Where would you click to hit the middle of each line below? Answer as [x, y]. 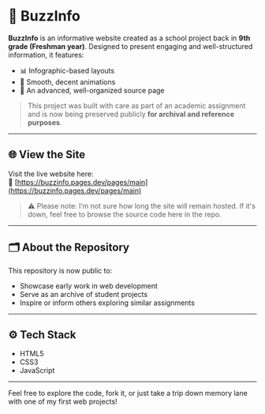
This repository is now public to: [60, 270]
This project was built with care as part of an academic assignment [136, 105]
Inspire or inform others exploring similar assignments [107, 303]
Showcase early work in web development [88, 286]
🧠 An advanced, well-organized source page [92, 90]
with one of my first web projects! [63, 401]
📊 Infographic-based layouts [67, 70]
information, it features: [46, 55]
